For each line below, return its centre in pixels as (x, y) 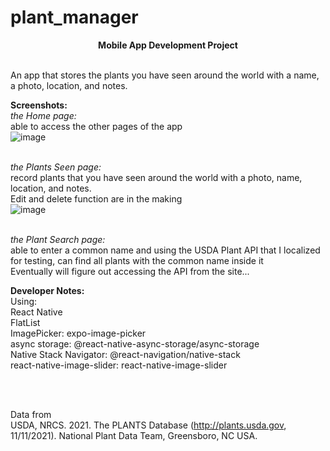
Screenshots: (39, 105)
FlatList (25, 322)
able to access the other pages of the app (96, 126)
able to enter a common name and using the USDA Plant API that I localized (165, 250)
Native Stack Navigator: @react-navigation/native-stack (125, 354)
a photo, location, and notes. (69, 85)
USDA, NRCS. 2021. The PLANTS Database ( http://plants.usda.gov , (148, 425)
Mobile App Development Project (168, 45)
